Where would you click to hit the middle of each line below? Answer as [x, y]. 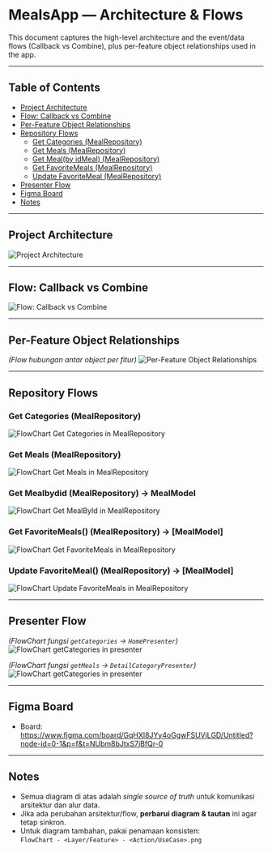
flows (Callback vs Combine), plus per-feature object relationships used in [132, 45]
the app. [22, 54]
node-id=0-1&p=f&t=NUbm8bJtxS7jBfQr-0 [91, 743]
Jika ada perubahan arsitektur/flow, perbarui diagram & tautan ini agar [138, 813]
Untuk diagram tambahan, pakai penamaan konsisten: [110, 831]
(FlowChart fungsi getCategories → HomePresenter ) [93, 640]
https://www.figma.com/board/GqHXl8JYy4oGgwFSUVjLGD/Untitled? [136, 734]
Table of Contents [55, 88]
